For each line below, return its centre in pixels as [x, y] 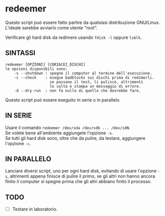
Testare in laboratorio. [35, 209]
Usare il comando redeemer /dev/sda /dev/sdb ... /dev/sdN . [68, 127]
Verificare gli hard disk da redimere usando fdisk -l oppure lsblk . [74, 37]
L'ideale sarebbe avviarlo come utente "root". [51, 27]
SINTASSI [20, 53]
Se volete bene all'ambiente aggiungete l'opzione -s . [59, 133]
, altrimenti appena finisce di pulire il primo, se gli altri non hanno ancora [81, 176]
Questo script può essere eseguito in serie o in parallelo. [63, 100]
